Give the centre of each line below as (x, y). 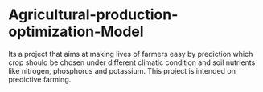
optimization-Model (76, 32)
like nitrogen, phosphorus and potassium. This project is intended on (122, 70)
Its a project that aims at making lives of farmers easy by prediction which (131, 54)
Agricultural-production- (93, 15)
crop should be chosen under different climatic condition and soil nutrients (132, 62)
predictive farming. (40, 79)
